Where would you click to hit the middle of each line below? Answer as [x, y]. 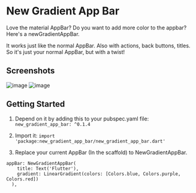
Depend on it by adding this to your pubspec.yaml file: [82, 119]
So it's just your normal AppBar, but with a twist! [66, 52]
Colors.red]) [22, 179]
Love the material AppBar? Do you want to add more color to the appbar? [97, 28]
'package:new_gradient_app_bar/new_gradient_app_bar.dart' [90, 141]
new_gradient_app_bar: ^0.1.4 [53, 124]
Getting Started [36, 104]
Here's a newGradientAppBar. [43, 34]
